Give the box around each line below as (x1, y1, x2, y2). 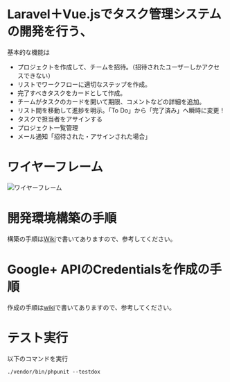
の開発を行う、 (7, 24, 93, 40)
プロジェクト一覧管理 (17, 123, 78, 132)
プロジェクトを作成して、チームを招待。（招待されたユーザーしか (17, 63, 202, 71)
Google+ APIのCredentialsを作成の (7, 262, 210, 277)
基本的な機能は (7, 48, 50, 56)
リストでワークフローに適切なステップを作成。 (17, 80, 151, 88)
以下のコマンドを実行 (7, 354, 68, 363)
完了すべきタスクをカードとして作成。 (17, 88, 127, 97)
